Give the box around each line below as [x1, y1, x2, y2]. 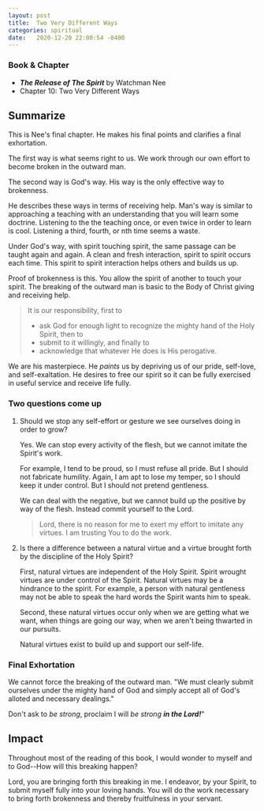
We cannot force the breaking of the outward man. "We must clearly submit [8, 677, 254, 686]
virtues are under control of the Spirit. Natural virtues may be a [19, 575, 224, 585]
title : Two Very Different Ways [8, 19, 118, 27]
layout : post [8, 11, 51, 20]
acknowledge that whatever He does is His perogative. [39, 346, 218, 356]
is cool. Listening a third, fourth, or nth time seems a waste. [8, 226, 201, 236]
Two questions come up [8, 398, 102, 409]
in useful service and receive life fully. [8, 379, 132, 388]
